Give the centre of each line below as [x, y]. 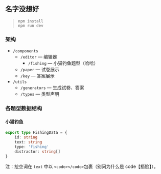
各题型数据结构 [24, 108]
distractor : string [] [37, 152]
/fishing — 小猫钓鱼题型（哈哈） [63, 63]
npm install [30, 21]
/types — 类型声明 [40, 94]
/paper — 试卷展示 [40, 70]
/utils [20, 82]
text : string [28, 142]
